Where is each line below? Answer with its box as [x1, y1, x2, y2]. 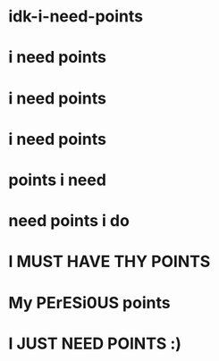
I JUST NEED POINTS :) [8, 333, 182, 354]
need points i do [8, 211, 131, 231]
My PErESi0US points [8, 292, 171, 313]
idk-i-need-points [8, 6, 144, 27]
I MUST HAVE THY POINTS [8, 252, 211, 272]
